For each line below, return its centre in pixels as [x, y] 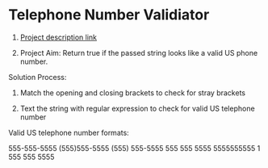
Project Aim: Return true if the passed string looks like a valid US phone [139, 52]
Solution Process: [38, 77]
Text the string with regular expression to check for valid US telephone [138, 108]
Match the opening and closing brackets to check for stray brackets [133, 92]
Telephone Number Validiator [109, 15]
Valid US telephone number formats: [69, 132]
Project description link [59, 37]
